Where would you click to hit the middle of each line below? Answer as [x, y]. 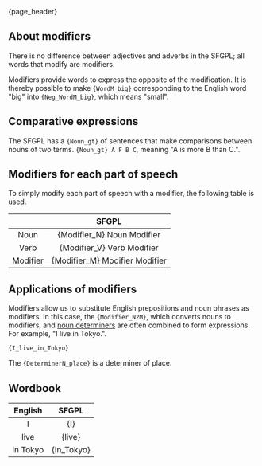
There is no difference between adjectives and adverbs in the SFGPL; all [126, 56]
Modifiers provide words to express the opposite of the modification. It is [127, 80]
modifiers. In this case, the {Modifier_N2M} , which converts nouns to [120, 317]
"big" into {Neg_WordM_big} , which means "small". [89, 96]
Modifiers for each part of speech [93, 174]
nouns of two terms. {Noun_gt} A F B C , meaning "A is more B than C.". [124, 149]
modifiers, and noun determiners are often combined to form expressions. [129, 325]
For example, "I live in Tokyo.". [58, 334]
